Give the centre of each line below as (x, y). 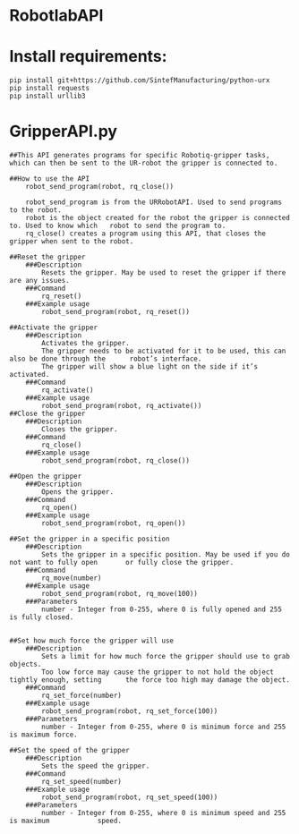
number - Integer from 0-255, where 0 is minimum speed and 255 (164, 813)
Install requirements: (88, 57)
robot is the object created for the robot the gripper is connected (158, 218)
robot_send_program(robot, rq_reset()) (116, 312)
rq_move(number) (72, 578)
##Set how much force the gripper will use (92, 641)
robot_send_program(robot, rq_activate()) (122, 406)
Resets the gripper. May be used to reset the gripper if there (164, 273)
